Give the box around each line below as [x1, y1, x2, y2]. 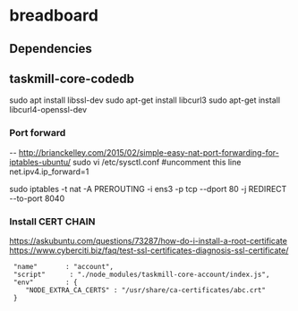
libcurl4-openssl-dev [9, 105, 88, 115]
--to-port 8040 [9, 193, 65, 204]
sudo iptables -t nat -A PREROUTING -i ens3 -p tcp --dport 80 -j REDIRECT [9, 183, 287, 194]
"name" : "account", [13, 262, 115, 271]
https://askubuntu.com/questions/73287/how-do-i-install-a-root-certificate [9, 235, 288, 246]
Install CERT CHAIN [9, 215, 96, 228]
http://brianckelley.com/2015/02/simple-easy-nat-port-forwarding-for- [18, 147, 279, 157]
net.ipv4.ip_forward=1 [9, 166, 89, 177]
